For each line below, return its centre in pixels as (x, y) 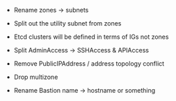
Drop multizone (36, 77)
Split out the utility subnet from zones (67, 23)
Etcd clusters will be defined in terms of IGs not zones (91, 37)
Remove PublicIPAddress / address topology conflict (89, 64)
